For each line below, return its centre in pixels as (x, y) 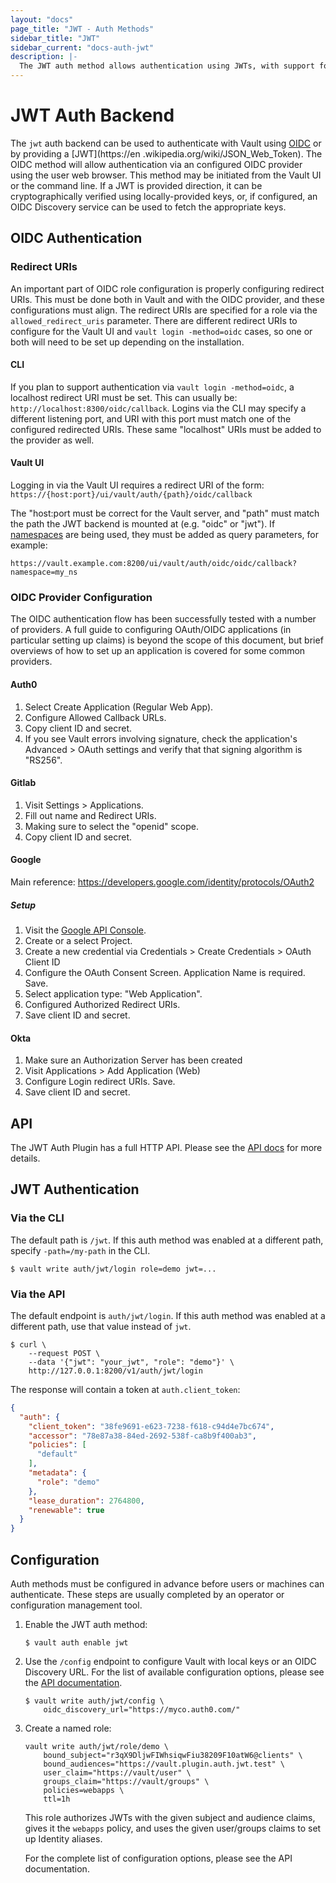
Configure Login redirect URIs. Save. (100, 1082)
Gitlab (23, 783)
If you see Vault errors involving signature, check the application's (161, 738)
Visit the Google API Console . (85, 930)
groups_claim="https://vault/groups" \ (126, 1781)
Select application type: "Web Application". (113, 993)
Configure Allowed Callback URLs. (95, 717)
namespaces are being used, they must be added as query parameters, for (164, 535)
